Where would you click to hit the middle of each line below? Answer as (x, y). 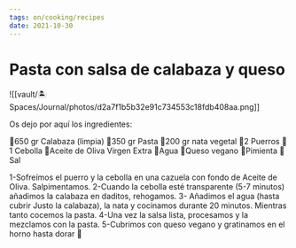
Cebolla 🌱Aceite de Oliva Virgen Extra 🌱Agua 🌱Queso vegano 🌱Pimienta (146, 151)
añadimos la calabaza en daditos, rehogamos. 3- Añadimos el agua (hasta (144, 197)
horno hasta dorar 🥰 (46, 234)
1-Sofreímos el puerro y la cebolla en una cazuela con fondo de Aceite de (143, 177)
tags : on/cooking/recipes (57, 17)
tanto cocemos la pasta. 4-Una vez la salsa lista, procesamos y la (129, 215)
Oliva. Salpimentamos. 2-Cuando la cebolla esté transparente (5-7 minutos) (147, 187)
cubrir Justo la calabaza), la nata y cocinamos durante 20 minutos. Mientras (148, 205)
